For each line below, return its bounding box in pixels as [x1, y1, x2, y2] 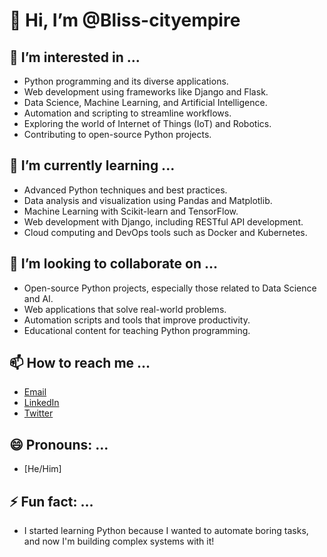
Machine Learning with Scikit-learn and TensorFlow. [23, 205, 239, 217]
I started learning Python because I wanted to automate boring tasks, [23, 525, 309, 537]
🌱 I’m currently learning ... [9, 157, 176, 174]
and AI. [23, 292, 54, 304]
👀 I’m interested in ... [9, 49, 141, 66]
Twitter [23, 407, 54, 419]
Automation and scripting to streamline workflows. [23, 107, 232, 119]
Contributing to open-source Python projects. [23, 129, 212, 140]
